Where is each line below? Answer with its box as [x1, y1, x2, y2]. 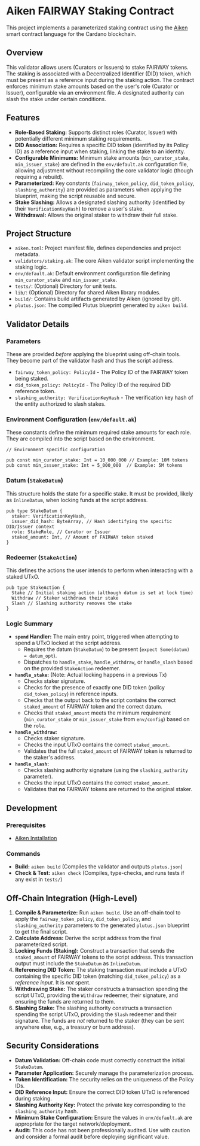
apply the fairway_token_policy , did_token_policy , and [14, 916, 151, 923]
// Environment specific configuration [6, 447, 106, 453]
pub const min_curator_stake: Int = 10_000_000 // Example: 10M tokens [6, 457, 188, 463]
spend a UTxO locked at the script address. [14, 639, 122, 647]
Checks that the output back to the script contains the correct [23, 697, 176, 704]
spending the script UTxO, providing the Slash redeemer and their [14, 1011, 177, 1018]
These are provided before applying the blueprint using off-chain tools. [6, 351, 181, 358]
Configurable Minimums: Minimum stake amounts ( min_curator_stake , [14, 154, 190, 161]
